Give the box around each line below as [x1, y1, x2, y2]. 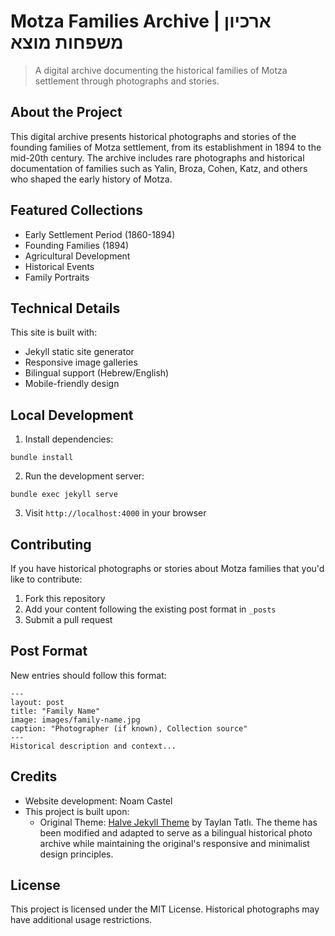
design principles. [39, 848, 114, 860]
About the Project [10, 104, 123, 121]
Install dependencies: [24, 433, 114, 445]
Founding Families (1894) [24, 239, 130, 251]
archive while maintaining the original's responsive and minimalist [39, 837, 310, 849]
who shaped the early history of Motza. [10, 173, 173, 185]
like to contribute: [10, 573, 83, 585]
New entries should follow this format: [10, 669, 167, 681]
